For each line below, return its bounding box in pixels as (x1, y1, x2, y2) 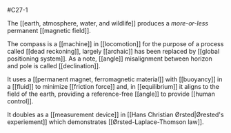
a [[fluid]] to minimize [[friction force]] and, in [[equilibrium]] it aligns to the (7, 83, 219, 90)
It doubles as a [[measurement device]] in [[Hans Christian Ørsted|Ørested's (7, 110, 224, 119)
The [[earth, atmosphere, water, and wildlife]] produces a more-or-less (7, 19, 209, 27)
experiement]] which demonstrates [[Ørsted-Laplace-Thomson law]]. (7, 118, 204, 126)
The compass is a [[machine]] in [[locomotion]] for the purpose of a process (7, 40, 224, 48)
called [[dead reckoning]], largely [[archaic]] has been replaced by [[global (7, 48, 220, 55)
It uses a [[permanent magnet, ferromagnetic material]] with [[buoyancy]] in (7, 75, 223, 83)
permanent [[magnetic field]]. (7, 27, 91, 34)
